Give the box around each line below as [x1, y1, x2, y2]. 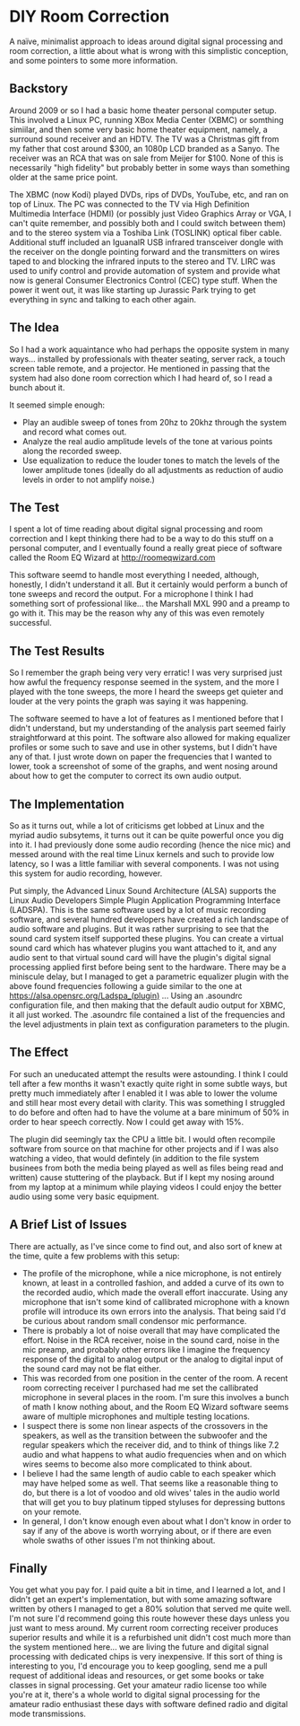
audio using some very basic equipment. [9, 1191, 159, 1202]
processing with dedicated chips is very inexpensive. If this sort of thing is [9, 1652, 284, 1662]
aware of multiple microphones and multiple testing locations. [21, 1411, 251, 1422]
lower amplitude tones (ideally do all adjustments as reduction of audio [21, 464, 284, 475]
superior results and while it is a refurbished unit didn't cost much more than [9, 1632, 291, 1643]
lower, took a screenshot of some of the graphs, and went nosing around [9, 761, 279, 772]
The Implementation [9, 796, 125, 811]
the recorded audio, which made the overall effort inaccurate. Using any [21, 1286, 288, 1298]
